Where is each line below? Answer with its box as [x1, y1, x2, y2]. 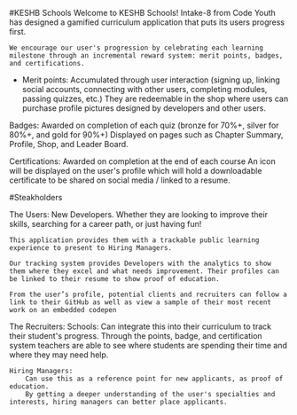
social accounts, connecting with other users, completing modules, [21, 84, 268, 94]
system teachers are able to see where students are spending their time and [9, 341, 288, 350]
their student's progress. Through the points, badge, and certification [9, 331, 263, 341]
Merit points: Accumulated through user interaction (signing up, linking [21, 74, 281, 85]
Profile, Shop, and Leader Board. [9, 139, 129, 149]
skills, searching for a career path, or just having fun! [9, 219, 202, 229]
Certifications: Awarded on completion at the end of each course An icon [9, 156, 277, 167]
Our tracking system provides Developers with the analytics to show [9, 259, 272, 268]
